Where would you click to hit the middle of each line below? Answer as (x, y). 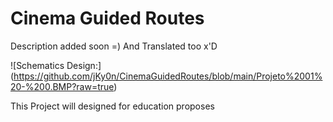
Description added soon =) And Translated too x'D (114, 46)
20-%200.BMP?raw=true (62, 86)
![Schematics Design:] (56, 65)
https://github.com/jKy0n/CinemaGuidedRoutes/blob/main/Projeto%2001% (168, 76)
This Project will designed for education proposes (112, 106)
